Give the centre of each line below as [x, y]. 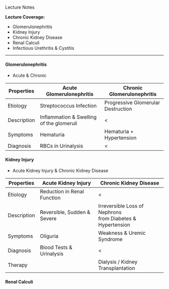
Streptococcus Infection [68, 106]
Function [50, 198]
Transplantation [116, 268]
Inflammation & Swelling [68, 117]
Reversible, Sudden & [65, 212]
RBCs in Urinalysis [62, 146]
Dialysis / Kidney [118, 262]
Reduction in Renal [62, 191]
